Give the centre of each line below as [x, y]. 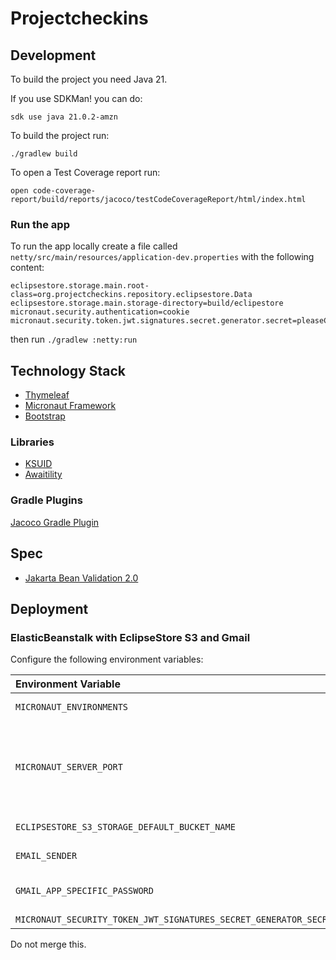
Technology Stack [68, 370]
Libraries [32, 442]
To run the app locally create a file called [94, 246]
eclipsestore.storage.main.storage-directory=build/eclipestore [147, 303]
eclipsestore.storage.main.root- [80, 286]
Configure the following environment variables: [107, 659]
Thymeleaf [47, 395]
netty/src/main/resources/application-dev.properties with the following [162, 257]
